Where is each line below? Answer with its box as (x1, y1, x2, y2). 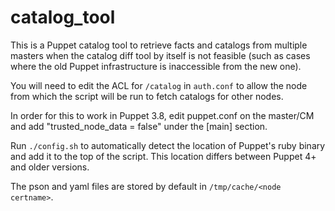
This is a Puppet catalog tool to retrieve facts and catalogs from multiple (10, 39, 308, 51)
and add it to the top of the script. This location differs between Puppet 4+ (10, 150, 317, 162)
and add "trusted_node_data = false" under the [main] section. (10, 120, 268, 132)
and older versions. (10, 161, 90, 173)
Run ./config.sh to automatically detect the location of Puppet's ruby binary (10, 139, 326, 151)
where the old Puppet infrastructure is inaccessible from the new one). (10, 60, 302, 72)
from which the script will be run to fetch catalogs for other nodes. (10, 90, 284, 102)
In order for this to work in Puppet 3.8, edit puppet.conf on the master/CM (10, 109, 315, 121)
